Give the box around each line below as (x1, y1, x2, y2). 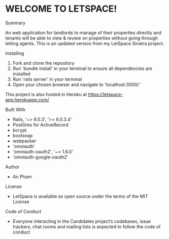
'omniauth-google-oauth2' (12, 154, 69, 160)
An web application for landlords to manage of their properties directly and (5, 29, 161, 35)
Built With (5, 106, 25, 112)
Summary (5, 20, 26, 26)
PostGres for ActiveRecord (12, 122, 69, 128)
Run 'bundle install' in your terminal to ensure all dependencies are (12, 65, 152, 71)
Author (5, 164, 20, 170)
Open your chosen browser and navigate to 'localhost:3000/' (12, 82, 141, 88)
